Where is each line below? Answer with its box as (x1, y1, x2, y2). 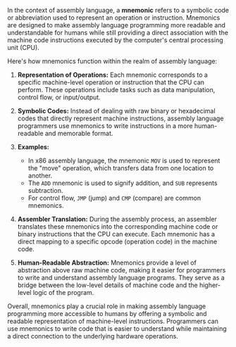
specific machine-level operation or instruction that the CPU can (17, 78, 205, 87)
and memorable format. (44, 130, 113, 137)
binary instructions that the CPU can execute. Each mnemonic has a (17, 230, 216, 238)
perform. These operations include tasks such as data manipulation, (17, 86, 216, 94)
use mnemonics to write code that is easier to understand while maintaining (7, 324, 227, 333)
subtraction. (27, 187, 63, 194)
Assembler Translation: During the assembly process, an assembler (17, 215, 217, 223)
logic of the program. (32, 289, 94, 296)
